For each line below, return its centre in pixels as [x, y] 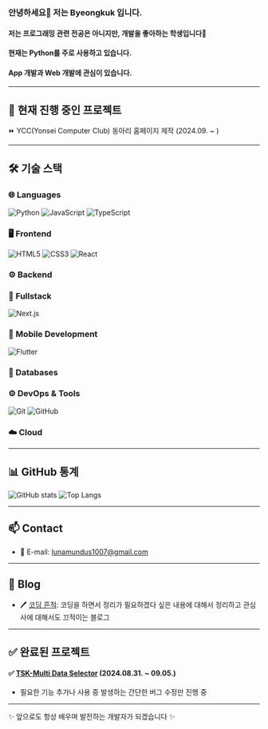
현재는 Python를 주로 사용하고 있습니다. [70, 53]
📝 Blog [25, 584]
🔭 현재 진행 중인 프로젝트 [65, 110]
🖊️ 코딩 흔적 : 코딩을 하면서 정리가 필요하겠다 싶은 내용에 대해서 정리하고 [130, 604]
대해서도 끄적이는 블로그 [72, 617]
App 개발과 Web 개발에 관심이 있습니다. [70, 73]
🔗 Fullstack [30, 295]
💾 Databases [33, 372]
